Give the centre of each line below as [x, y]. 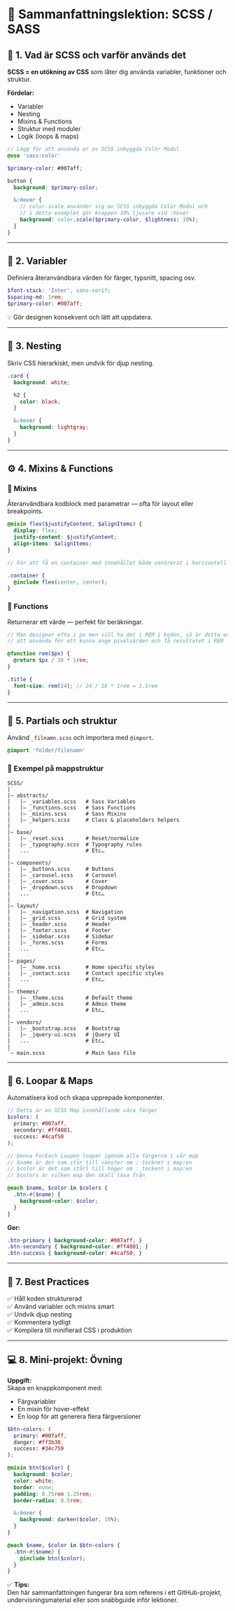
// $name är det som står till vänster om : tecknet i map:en [100, 1163]
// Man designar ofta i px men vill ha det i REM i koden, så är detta [114, 635]
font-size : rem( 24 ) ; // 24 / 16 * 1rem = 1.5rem [86, 686]
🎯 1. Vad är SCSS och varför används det [97, 55]
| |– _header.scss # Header [59, 924]
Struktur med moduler [49, 129]
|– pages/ [22, 961]
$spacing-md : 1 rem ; [36, 297]
